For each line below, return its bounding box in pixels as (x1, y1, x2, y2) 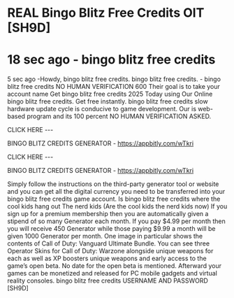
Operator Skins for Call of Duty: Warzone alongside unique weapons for (7, 247, 214, 255)
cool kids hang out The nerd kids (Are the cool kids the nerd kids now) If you (7, 202, 228, 211)
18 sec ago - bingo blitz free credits (7, 52, 216, 68)
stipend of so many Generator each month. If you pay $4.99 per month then (7, 217, 226, 225)
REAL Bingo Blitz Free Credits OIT (7, 5, 205, 21)
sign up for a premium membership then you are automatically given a (7, 210, 209, 218)
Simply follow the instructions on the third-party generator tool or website (7, 180, 219, 188)
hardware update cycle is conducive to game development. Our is (7, 105, 197, 113)
